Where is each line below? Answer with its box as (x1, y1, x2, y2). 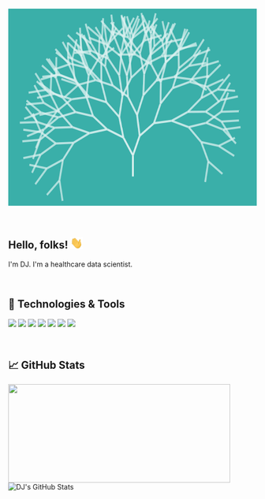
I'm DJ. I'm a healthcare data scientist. (8, 259, 132, 269)
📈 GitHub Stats (8, 359, 85, 372)
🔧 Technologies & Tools (8, 297, 125, 311)
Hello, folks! (8, 238, 69, 252)
